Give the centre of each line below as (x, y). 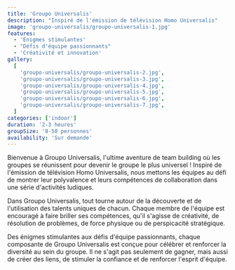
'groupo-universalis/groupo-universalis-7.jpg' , (92, 105)
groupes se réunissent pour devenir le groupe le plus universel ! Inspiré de (115, 165)
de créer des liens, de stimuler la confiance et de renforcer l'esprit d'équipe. (117, 259)
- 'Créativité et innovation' (58, 53)
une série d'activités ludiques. (51, 187)
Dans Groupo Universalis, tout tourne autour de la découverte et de (105, 201)
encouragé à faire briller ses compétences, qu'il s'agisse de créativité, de (113, 216)
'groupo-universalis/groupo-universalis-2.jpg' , (92, 72)
